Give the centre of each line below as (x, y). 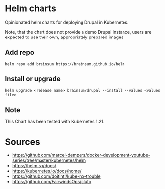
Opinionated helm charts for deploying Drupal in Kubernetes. (67, 22)
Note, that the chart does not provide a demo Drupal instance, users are (78, 32)
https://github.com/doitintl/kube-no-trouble (57, 176)
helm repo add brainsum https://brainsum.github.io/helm (65, 64)
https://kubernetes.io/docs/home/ (47, 171)
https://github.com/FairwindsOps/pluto (52, 182)
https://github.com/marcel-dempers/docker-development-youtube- (81, 155)
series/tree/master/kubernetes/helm (49, 160)
